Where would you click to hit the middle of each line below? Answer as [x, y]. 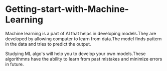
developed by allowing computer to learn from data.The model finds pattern [83, 39]
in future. [15, 64]
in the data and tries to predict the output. [48, 44]
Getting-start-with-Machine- [67, 9]
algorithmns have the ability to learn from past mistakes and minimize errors [84, 59]
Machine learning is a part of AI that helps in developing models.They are [81, 33]
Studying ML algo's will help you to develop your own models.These [76, 54]
